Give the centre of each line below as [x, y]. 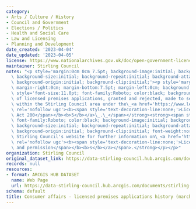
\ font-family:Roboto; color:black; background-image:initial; [90, 121]
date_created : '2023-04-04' [40, 50]
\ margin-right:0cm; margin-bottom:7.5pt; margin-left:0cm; [86, 88]
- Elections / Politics [35, 28]
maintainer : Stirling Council [43, 66]
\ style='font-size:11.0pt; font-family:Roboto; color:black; [88, 93]
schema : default [26, 191]
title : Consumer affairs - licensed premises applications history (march [99, 197]
